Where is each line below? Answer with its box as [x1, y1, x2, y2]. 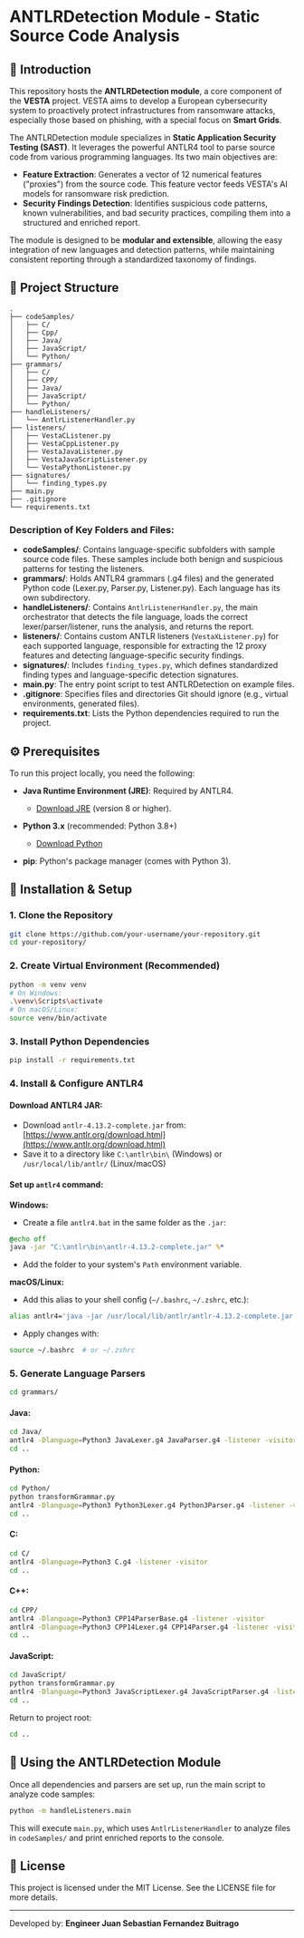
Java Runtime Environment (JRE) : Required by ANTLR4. [22, 785, 233, 796]
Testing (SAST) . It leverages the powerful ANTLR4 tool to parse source [9, 142, 276, 152]
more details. [9, 1892, 59, 1903]
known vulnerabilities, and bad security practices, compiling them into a [22, 208, 291, 218]
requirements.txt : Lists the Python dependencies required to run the [22, 708, 280, 719]
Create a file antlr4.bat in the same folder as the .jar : [22, 1216, 226, 1227]
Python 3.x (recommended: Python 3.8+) [22, 820, 178, 831]
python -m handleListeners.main [9, 1806, 131, 1815]
